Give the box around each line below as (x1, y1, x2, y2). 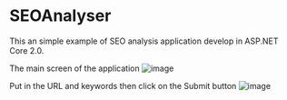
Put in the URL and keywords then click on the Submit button (9, 80, 237, 91)
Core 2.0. (9, 45, 45, 55)
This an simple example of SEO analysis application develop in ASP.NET (9, 35, 279, 46)
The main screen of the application (9, 63, 140, 74)
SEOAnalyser (9, 5, 112, 26)
